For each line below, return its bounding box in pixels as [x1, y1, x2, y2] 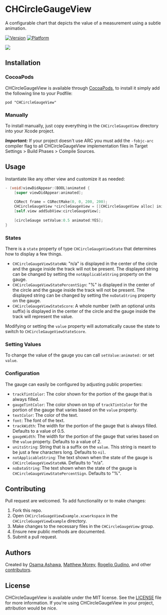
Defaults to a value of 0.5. [12, 428, 66, 434]
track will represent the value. [12, 313, 74, 319]
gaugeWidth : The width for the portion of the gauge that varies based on [12, 433, 159, 439]
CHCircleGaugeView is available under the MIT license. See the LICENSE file [5, 594, 162, 601]
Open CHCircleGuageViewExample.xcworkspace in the [12, 513, 118, 519]
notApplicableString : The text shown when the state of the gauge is [12, 454, 153, 460]
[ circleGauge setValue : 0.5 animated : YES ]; [14, 218, 103, 223]
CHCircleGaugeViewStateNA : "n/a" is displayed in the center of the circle [12, 260, 158, 266]
